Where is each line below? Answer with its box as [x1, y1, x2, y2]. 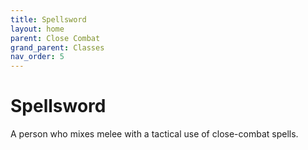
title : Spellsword [10, 14, 87, 25]
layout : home [10, 24, 65, 34]
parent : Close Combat [10, 33, 101, 43]
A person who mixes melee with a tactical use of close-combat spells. [10, 128, 299, 140]
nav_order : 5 [10, 52, 65, 62]
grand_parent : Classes [10, 42, 105, 53]
